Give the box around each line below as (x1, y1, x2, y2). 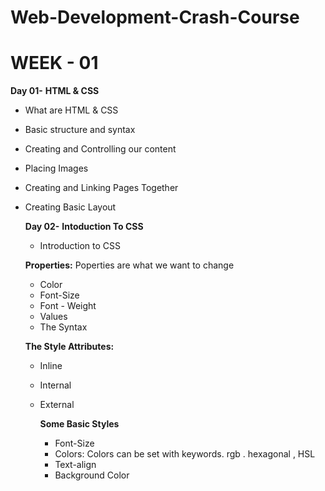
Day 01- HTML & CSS (10, 85, 100, 97)
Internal (39, 379, 72, 391)
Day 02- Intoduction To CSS (24, 221, 144, 233)
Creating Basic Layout (24, 201, 117, 213)
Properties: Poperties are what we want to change (24, 259, 235, 271)
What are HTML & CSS (24, 104, 119, 116)
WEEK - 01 (10, 52, 99, 75)
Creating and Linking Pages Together (24, 182, 179, 194)
